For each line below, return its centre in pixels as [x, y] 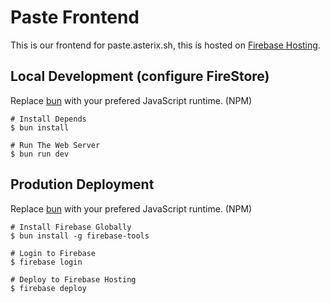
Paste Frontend [75, 17]
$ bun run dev [40, 154]
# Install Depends [48, 119]
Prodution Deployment [82, 184]
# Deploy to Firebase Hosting [73, 279]
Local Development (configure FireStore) [140, 76]
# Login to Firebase [53, 253]
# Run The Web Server [55, 145]
